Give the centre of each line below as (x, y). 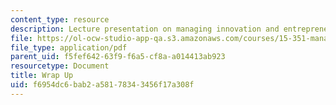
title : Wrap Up (42, 76)
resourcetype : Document (60, 66)
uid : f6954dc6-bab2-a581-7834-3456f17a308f (102, 85)
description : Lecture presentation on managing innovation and (145, 29)
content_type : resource (60, 19)
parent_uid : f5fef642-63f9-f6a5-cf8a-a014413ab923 (118, 57)
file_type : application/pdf (69, 47)
